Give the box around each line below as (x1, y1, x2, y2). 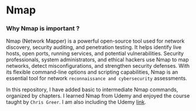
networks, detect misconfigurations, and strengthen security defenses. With (6, 63, 190, 70)
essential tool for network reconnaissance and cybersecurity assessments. (6, 75, 187, 82)
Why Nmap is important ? (6, 25, 80, 33)
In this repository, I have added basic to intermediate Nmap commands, (6, 86, 178, 93)
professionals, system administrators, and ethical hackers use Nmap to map (6, 56, 189, 63)
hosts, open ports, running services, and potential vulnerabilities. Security (6, 50, 184, 57)
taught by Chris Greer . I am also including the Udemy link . (6, 99, 146, 106)
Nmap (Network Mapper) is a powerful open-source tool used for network (6, 37, 185, 44)
